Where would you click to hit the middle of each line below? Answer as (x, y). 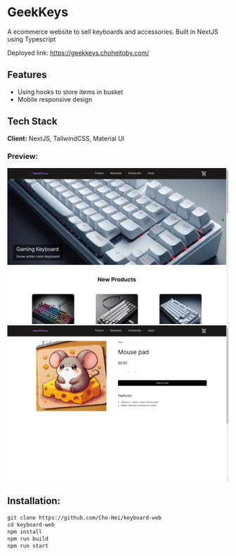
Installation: (34, 501)
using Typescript (32, 39)
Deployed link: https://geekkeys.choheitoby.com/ (78, 53)
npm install (25, 532)
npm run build (28, 539)
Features (27, 75)
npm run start (28, 546)
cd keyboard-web (31, 525)
